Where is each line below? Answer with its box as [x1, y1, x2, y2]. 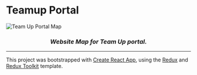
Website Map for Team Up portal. [50, 37, 147, 46]
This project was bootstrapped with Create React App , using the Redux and [6, 56, 189, 63]
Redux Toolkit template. [6, 63, 63, 70]
